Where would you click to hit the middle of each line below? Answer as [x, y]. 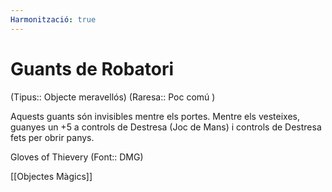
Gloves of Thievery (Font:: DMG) [77, 157]
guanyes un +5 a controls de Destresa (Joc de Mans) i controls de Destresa [166, 127]
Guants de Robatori [92, 68]
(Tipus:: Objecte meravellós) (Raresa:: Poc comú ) [113, 97]
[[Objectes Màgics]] [51, 176]
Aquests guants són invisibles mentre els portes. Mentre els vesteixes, [155, 116]
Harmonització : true [53, 19]
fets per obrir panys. [52, 137]
